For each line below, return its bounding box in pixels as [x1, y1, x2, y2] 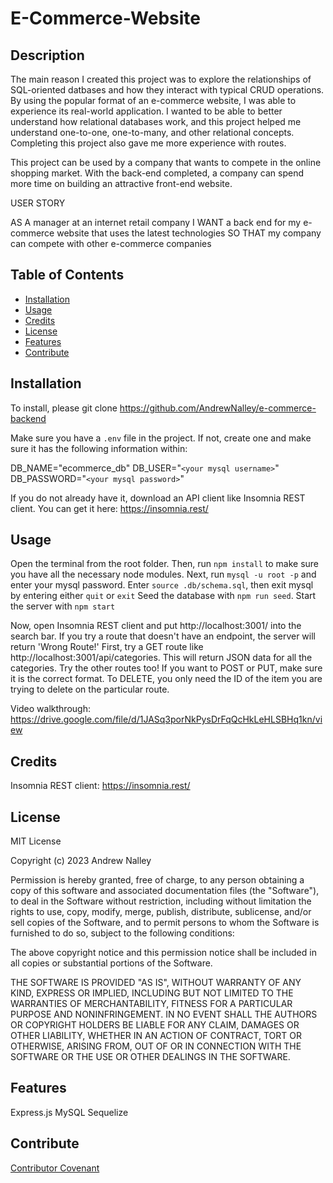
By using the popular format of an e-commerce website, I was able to [10, 95, 297, 106]
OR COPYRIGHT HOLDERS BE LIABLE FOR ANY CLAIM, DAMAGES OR [10, 1019, 300, 1031]
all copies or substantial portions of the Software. [10, 957, 213, 969]
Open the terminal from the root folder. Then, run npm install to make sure [10, 558, 320, 570]
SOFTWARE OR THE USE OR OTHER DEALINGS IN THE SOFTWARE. [10, 1051, 291, 1063]
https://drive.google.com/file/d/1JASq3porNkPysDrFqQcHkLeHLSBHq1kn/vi [10, 713, 323, 726]
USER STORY [10, 197, 66, 209]
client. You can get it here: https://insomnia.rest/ [10, 502, 209, 514]
